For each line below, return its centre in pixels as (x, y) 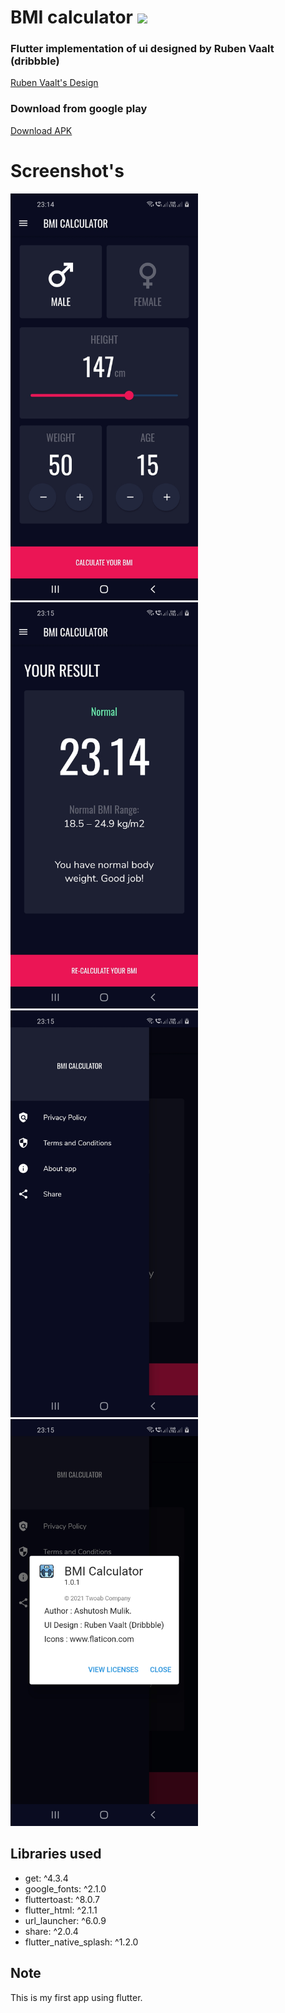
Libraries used (56, 1854)
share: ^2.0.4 (51, 1931)
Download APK (41, 130)
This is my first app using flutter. (76, 1997)
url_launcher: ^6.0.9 (65, 1920)
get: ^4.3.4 (46, 1878)
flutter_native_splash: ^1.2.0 (81, 1942)
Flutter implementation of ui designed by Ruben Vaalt (142, 49)
